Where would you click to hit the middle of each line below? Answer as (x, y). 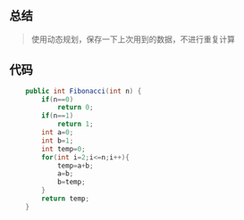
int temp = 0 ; (64, 149)
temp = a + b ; (75, 166)
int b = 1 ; (58, 141)
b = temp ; (72, 182)
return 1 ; (75, 124)
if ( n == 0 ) (58, 99)
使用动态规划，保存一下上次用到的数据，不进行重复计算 (133, 39)
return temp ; (66, 199)
